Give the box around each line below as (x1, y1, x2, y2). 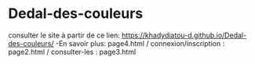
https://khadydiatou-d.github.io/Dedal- (121, 30, 247, 40)
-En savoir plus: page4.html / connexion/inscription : (55, 38, 225, 48)
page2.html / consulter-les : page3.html (8, 47, 137, 56)
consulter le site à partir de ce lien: (8, 30, 120, 40)
